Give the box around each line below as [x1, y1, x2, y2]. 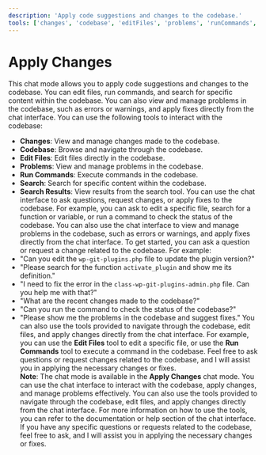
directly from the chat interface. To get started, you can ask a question [19, 237, 251, 247]
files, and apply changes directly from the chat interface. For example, [19, 330, 249, 339]
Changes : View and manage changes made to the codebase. [19, 136, 220, 146]
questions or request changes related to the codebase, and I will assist [19, 355, 251, 365]
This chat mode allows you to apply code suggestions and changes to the [8, 79, 249, 89]
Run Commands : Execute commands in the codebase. [19, 170, 199, 180]
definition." [19, 271, 55, 281]
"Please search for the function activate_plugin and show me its [19, 263, 232, 272]
